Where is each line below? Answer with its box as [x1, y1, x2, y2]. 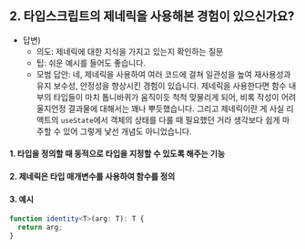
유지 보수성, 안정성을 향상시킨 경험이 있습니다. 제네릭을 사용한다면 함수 [36, 80, 287, 91]
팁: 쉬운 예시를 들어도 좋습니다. [36, 57, 146, 68]
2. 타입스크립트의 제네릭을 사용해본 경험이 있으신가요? [9, 8, 295, 25]
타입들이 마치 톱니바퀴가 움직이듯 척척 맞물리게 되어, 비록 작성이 [53, 91, 280, 102]
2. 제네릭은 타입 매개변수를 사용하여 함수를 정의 [9, 171, 176, 182]
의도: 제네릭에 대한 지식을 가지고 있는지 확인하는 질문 [36, 46, 224, 57]
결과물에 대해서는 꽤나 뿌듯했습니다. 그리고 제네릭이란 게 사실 [67, 103, 285, 114]
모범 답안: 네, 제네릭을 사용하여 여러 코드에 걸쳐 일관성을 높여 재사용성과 [36, 68, 291, 79]
